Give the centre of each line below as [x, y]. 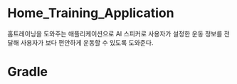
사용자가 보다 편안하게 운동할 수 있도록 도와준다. [87, 42]
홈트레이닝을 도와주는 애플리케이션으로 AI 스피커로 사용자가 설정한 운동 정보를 [115, 33]
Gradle [28, 72]
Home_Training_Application [91, 13]
